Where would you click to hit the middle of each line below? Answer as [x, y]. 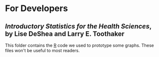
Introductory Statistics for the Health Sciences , [78, 26]
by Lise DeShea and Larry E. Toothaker [65, 34]
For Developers [36, 8]
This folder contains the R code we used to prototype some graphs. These [79, 45]
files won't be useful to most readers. [43, 50]
